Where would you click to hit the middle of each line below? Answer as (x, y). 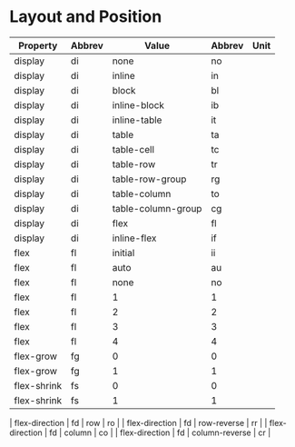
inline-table (137, 120)
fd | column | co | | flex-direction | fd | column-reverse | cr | (160, 432)
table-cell (133, 149)
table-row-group (149, 179)
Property (38, 45)
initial (123, 253)
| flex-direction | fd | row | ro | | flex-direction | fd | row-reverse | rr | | (138, 422)
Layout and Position (86, 17)
